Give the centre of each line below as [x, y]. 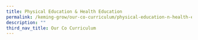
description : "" [26, 22]
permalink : [19, 17]
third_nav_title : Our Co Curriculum [51, 28]
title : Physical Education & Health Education [64, 11]
